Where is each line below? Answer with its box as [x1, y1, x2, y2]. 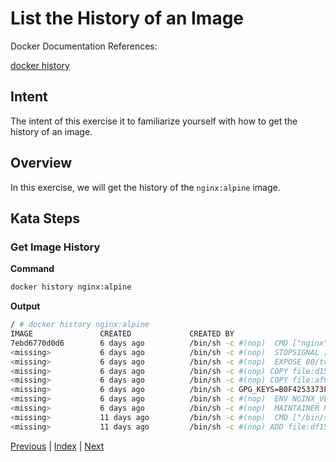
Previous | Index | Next [10, 440, 105, 452]
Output [10, 300, 41, 312]
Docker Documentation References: [10, 40, 158, 52]
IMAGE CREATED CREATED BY [10, 329, 235, 339]
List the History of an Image [10, 7, 245, 30]
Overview [10, 155, 73, 172]
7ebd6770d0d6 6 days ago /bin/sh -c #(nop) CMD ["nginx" [10, 338, 329, 348]
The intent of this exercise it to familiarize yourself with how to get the [10, 115, 298, 127]
